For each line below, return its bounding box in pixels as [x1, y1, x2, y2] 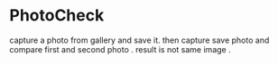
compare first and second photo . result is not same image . [9, 44, 232, 54]
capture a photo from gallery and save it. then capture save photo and [9, 35, 270, 45]
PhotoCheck [9, 5, 105, 26]
